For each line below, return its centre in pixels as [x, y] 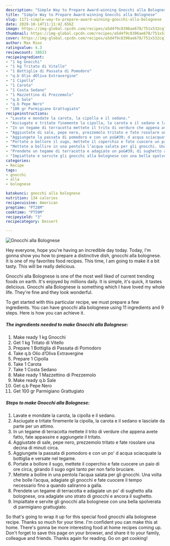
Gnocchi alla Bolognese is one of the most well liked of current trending [80, 276]
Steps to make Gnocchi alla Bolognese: [48, 403]
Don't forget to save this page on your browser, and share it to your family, [83, 533]
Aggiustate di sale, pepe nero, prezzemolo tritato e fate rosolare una [84, 442]
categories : [18, 161]
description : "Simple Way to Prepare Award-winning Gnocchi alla [76, 10]
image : [13, 29]
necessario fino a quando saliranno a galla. [58, 485]
